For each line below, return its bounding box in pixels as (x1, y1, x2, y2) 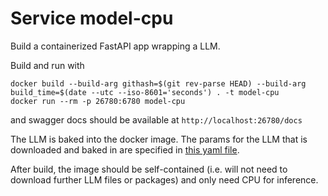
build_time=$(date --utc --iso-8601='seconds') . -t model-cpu (10, 87, 280, 97)
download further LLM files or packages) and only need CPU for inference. (10, 173, 319, 186)
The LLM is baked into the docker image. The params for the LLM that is (10, 133, 308, 145)
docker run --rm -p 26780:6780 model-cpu (10, 96, 186, 106)
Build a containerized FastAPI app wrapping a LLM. (10, 40, 221, 52)
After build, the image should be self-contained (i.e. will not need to (10, 163, 288, 175)
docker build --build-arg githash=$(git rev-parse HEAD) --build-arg (10, 78, 307, 89)
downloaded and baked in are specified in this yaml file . (10, 143, 240, 156)
